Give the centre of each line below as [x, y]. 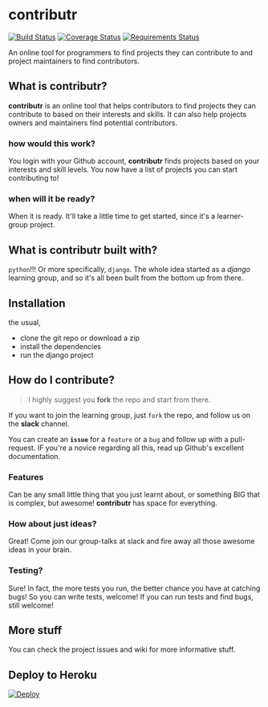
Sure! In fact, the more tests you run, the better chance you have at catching [134, 588]
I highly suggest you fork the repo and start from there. [119, 400]
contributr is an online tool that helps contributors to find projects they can [132, 105]
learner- [230, 216]
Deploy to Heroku [53, 674]
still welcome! [31, 605]
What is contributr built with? [83, 250]
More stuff [35, 630]
